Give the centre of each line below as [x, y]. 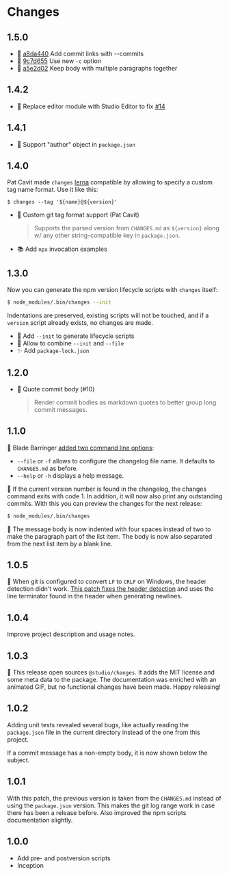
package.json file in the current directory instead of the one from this [104, 732]
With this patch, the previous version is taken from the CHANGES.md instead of [114, 798]
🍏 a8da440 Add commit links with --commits [80, 53]
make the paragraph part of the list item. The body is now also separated [110, 536]
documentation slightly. [40, 820]
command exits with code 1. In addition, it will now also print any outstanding [115, 496]
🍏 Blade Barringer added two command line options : [81, 448]
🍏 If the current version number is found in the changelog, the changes [107, 489]
